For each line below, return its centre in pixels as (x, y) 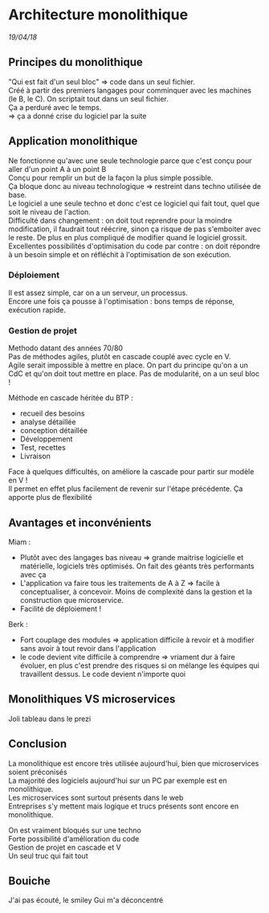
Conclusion (38, 744)
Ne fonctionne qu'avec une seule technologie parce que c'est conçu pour (130, 160)
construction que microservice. (72, 600)
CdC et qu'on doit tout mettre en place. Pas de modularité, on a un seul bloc (134, 374)
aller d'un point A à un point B (57, 169)
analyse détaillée (48, 422)
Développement (46, 439)
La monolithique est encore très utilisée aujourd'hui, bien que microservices (134, 763)
